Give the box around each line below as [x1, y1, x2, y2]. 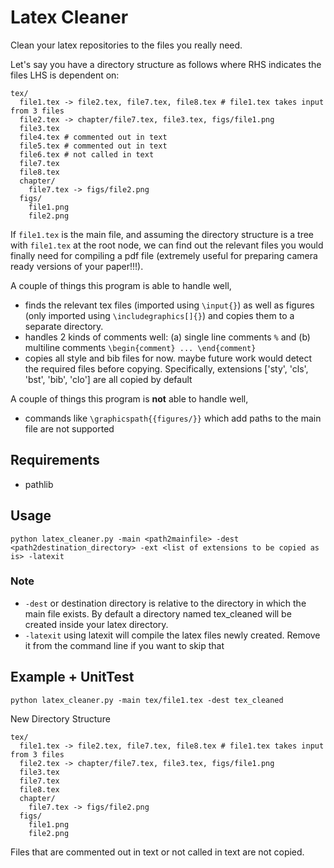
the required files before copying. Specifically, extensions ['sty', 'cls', [24, 362, 309, 375]
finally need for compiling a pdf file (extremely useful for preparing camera [10, 249, 318, 261]
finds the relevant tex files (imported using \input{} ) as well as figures [24, 299, 315, 311]
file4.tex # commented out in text [19, 132, 168, 142]
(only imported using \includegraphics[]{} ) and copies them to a [24, 309, 295, 321]
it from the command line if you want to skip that [24, 639, 225, 651]
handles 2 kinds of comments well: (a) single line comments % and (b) [24, 331, 311, 343]
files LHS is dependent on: [10, 69, 120, 81]
